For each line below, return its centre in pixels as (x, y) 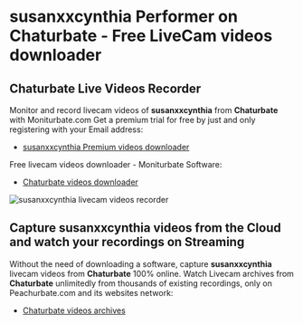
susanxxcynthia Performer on (123, 17)
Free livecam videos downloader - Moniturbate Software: (116, 164)
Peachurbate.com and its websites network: (91, 292)
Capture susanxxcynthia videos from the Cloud (146, 228)
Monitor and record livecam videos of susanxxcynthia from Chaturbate (144, 110)
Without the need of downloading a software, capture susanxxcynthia (141, 263)
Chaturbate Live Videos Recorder (105, 88)
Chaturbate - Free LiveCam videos (141, 36)
